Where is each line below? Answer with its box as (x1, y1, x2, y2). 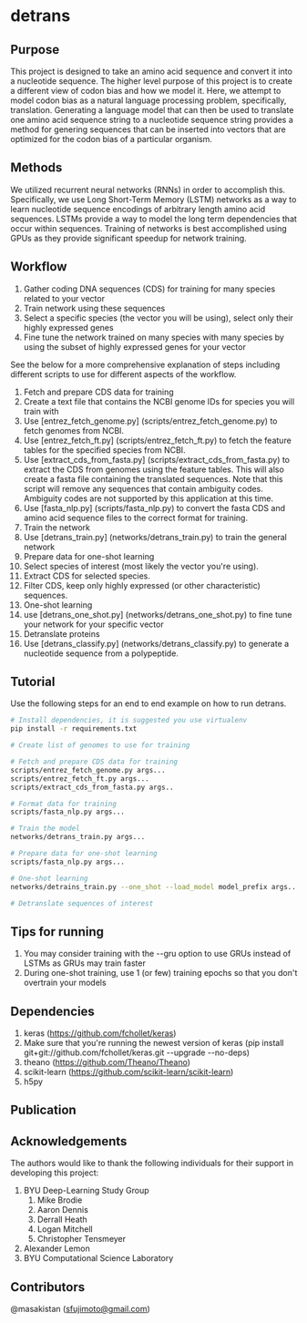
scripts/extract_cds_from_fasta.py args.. (10, 783, 174, 792)
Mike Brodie (36, 1195, 83, 1205)
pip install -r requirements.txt (10, 724, 138, 733)
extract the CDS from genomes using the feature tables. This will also (23, 464, 285, 475)
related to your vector (23, 292, 106, 303)
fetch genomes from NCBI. (23, 425, 125, 436)
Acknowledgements (10, 1133, 128, 1149)
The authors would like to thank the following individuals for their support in (10, 1158, 294, 1169)
